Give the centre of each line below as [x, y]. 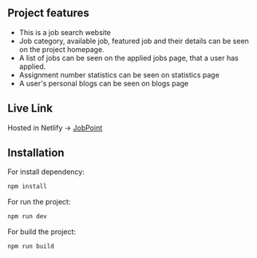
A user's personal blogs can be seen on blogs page [104, 83]
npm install [27, 187]
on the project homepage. [61, 49]
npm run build [31, 247]
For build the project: [42, 232]
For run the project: [39, 202]
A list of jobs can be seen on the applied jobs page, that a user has [128, 58]
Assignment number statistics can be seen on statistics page [119, 74]
